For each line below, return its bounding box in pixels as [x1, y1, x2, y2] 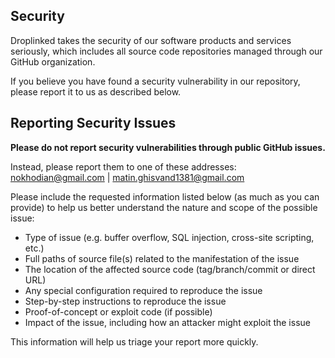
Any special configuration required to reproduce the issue [24, 284, 263, 296]
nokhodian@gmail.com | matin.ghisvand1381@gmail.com [10, 171, 245, 183]
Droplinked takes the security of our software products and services [10, 34, 292, 46]
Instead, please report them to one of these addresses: [10, 160, 237, 173]
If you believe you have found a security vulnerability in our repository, [10, 75, 301, 87]
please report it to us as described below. [10, 85, 182, 98]
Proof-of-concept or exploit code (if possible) [24, 305, 213, 318]
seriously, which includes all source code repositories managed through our [10, 45, 323, 57]
